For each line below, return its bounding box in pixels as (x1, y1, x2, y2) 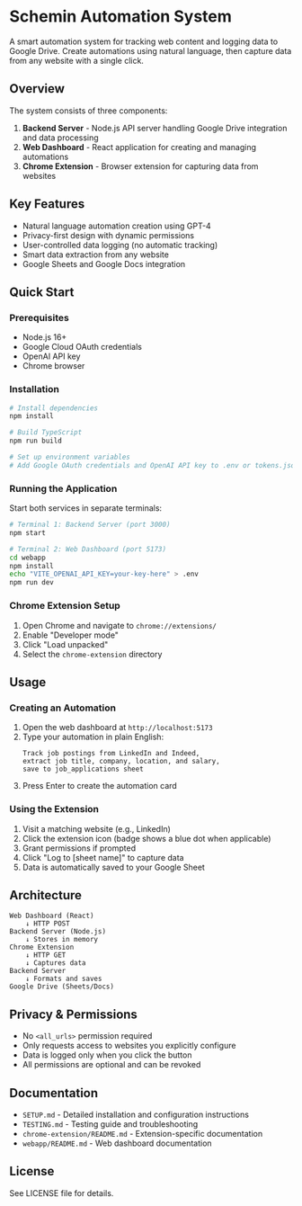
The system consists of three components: (9, 105, 168, 116)
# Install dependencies (9, 403, 99, 413)
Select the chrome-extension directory (22, 648, 163, 659)
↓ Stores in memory (25, 935, 99, 944)
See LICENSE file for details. (9, 1187, 114, 1198)
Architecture (9, 888, 83, 903)
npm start (9, 528, 47, 537)
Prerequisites (9, 311, 69, 324)
